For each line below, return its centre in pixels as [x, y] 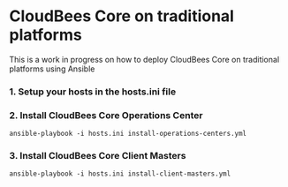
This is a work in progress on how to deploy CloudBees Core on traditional [144, 59]
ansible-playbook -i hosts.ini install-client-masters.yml [120, 174]
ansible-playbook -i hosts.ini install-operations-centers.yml [128, 134]
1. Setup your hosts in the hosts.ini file [93, 92]
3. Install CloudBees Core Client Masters [98, 156]
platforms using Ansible [52, 69]
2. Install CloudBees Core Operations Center [106, 115]
